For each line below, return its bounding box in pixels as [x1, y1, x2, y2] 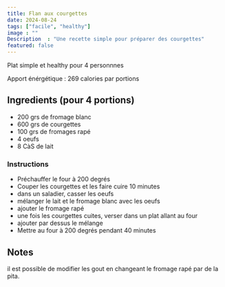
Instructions [7, 159, 50, 169]
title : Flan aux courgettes [7, 10, 88, 17]
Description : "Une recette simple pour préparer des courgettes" [7, 36, 205, 43]
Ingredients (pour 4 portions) [7, 95, 135, 106]
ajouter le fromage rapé [17, 204, 85, 212]
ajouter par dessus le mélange [17, 219, 103, 228]
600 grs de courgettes [17, 120, 81, 128]
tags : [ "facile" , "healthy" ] [7, 23, 91, 30]
